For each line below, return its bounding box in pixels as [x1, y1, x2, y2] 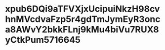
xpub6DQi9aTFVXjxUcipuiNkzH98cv [5, 3, 160, 15]
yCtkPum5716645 [5, 34, 81, 46]
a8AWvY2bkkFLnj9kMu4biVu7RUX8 [5, 24, 159, 35]
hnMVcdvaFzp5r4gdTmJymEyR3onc [5, 14, 161, 25]
